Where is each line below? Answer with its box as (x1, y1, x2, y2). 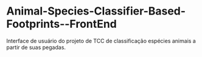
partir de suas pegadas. (6, 44, 66, 51)
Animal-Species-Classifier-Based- (6, 4, 186, 18)
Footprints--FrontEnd (6, 17, 117, 31)
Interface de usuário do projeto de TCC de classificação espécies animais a (6, 37, 196, 44)
